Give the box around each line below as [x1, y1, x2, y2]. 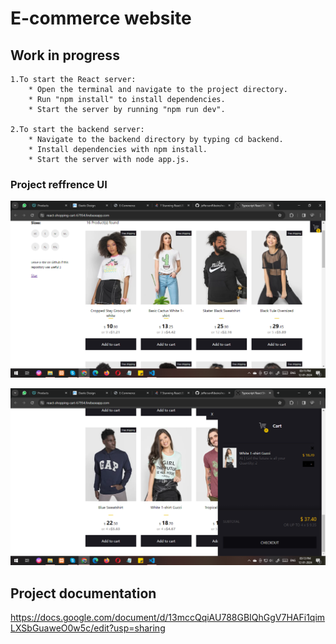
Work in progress [10, 47, 120, 64]
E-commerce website [10, 7, 192, 30]
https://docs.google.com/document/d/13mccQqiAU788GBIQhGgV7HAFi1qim [10, 612, 326, 624]
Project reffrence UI [10, 177, 108, 191]
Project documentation [10, 585, 157, 602]
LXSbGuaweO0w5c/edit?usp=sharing [10, 622, 166, 634]
